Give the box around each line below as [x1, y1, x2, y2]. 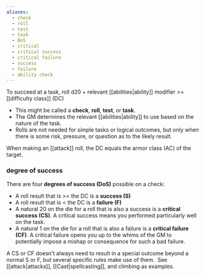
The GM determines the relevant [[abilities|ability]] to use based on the [15, 113, 194, 121]
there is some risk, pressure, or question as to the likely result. [15, 133, 173, 140]
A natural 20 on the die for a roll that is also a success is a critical [15, 205, 181, 212]
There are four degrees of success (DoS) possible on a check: [6, 180, 165, 187]
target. [6, 151, 23, 159]
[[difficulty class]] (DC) [6, 95, 64, 102]
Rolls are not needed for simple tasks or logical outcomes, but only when [15, 126, 199, 133]
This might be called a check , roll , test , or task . [15, 106, 136, 114]
